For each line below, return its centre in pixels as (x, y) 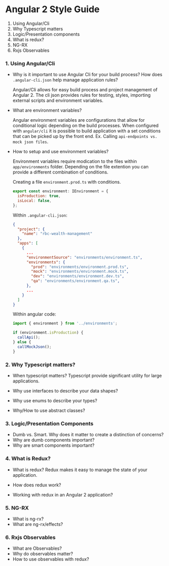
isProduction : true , (39, 196)
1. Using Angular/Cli (30, 63)
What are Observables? (37, 548)
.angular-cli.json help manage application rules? (65, 80)
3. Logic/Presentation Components (49, 423)
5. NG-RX (17, 508)
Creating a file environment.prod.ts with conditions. (67, 182)
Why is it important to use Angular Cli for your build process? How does (87, 75)
